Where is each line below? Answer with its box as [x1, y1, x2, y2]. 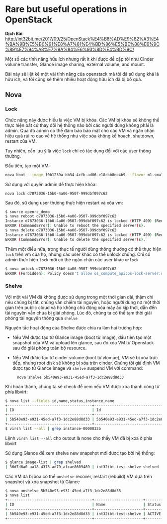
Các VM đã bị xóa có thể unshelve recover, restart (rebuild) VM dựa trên [5, 473, 153, 479]
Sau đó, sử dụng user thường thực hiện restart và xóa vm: [5, 200, 123, 206]
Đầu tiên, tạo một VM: [5, 163, 50, 169]
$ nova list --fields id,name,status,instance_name [5, 398, 114, 404]
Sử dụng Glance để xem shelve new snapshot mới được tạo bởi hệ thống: [5, 450, 155, 456]
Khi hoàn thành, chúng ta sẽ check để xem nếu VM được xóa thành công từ [5, 383, 160, 389]
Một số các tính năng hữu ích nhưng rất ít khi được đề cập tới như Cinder [5, 56, 154, 62]
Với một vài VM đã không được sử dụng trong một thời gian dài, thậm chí [5, 294, 154, 300]
